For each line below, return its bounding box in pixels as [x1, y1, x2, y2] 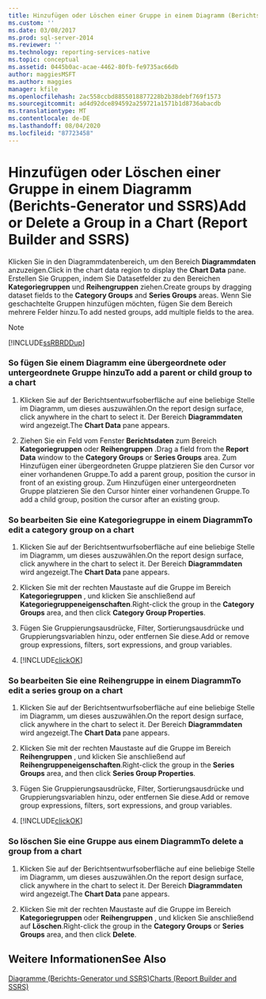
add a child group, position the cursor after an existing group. [19, 494, 220, 504]
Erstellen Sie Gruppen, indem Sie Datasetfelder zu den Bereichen [8, 274, 220, 283]
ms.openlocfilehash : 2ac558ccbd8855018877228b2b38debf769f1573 [8, 93, 222, 100]
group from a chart [8, 846, 82, 857]
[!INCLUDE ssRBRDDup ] [8, 338, 85, 347]
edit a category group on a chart [8, 524, 135, 535]
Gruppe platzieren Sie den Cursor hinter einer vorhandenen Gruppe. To [19, 486, 250, 495]
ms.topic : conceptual [8, 56, 80, 64]
